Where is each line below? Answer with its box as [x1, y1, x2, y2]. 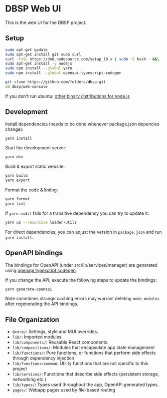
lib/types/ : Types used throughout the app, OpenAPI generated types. [12, 382, 159, 388]
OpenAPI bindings [5, 249, 63, 257]
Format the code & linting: [5, 187, 58, 193]
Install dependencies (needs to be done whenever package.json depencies [5, 121, 160, 127]
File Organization [5, 315, 60, 324]
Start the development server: [5, 145, 67, 151]
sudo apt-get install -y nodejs [5, 61, 72, 66]
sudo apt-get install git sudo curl [5, 52, 81, 57]
